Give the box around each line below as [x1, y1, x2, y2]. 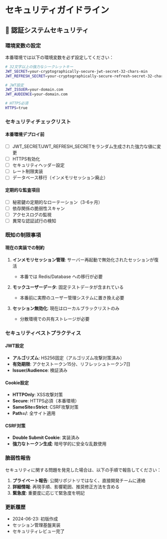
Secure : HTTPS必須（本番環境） [12, 398, 80, 404]
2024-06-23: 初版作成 [12, 516, 58, 522]
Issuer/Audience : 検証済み [12, 367, 68, 374]
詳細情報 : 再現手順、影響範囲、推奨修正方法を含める [12, 484, 120, 490]
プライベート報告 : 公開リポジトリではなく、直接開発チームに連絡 [12, 477, 146, 483]
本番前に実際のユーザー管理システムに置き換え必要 [19, 294, 124, 300]
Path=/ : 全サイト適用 [12, 410, 56, 416]
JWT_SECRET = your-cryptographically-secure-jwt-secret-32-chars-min [5, 69, 148, 74]
